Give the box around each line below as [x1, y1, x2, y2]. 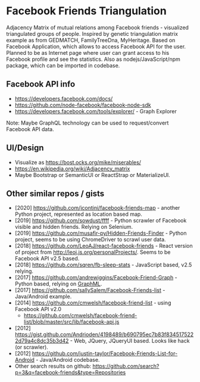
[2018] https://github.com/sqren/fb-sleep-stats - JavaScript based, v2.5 [14, 261, 192, 269]
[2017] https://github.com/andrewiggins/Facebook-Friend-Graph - [14, 274, 177, 281]
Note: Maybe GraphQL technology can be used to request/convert [6, 119, 169, 126]
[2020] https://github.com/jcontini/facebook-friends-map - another [14, 204, 180, 212]
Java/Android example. [14, 293, 72, 300]
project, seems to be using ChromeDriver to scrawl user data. [14, 236, 166, 243]
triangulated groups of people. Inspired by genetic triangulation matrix [6, 30, 179, 37]
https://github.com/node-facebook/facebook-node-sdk [14, 101, 151, 108]
